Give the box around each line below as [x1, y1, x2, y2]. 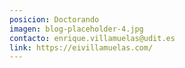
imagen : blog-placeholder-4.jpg [9, 24, 144, 34]
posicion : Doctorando [9, 14, 100, 25]
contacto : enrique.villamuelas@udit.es [9, 33, 176, 43]
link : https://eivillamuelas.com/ [9, 42, 154, 53]
